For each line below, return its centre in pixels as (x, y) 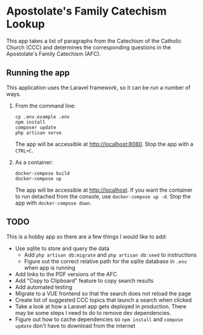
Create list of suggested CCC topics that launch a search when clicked (103, 300)
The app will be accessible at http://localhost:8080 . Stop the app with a (104, 144)
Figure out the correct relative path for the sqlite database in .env (105, 261)
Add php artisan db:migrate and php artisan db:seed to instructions (110, 255)
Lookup (26, 24)
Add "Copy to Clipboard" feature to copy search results (84, 280)
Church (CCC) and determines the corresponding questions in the (89, 47)
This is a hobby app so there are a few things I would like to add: (87, 236)
